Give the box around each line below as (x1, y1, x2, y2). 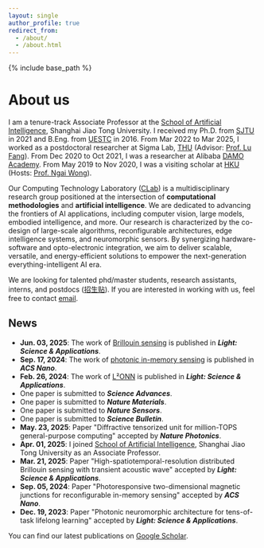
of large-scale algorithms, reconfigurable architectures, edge (32, 226, 233, 236)
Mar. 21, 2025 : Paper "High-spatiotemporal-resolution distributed (19, 456, 235, 466)
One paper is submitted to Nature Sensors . (19, 405, 162, 415)
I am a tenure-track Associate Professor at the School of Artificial (8, 117, 222, 127)
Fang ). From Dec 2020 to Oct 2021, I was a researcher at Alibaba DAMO (8, 151, 244, 161)
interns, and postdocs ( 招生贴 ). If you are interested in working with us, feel (8, 284, 255, 295)
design (8, 226, 31, 236)
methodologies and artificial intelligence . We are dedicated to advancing (8, 201, 251, 210)
